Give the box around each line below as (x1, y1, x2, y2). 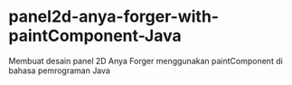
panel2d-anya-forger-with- (8, 6, 219, 27)
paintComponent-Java (8, 25, 182, 46)
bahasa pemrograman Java (8, 65, 110, 76)
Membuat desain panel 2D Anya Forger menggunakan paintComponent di (8, 55, 284, 66)
